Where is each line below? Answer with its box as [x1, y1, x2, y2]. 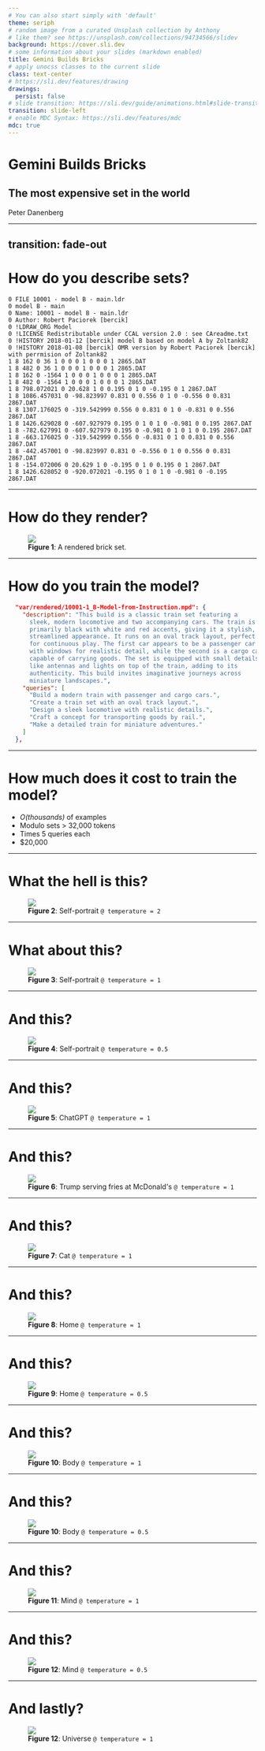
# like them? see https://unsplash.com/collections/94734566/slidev [8, 33, 238, 42]
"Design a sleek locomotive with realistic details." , [28, 706, 214, 714]
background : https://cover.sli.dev [8, 41, 125, 49]
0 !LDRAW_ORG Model [8, 323, 73, 331]
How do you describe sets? [8, 270, 190, 288]
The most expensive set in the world [8, 187, 191, 200]
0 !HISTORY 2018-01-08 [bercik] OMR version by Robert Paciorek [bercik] [8, 344, 256, 352]
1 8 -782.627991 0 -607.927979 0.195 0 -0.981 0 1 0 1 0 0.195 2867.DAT [8, 427, 252, 434]
